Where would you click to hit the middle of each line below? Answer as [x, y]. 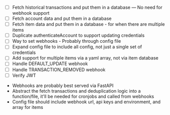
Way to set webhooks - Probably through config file [66, 41]
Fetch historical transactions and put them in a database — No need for [87, 7]
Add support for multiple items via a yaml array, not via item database [85, 58]
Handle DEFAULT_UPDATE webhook [50, 64]
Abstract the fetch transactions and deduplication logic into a [76, 91]
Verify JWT [24, 75]
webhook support [31, 13]
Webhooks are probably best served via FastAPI [63, 85]
